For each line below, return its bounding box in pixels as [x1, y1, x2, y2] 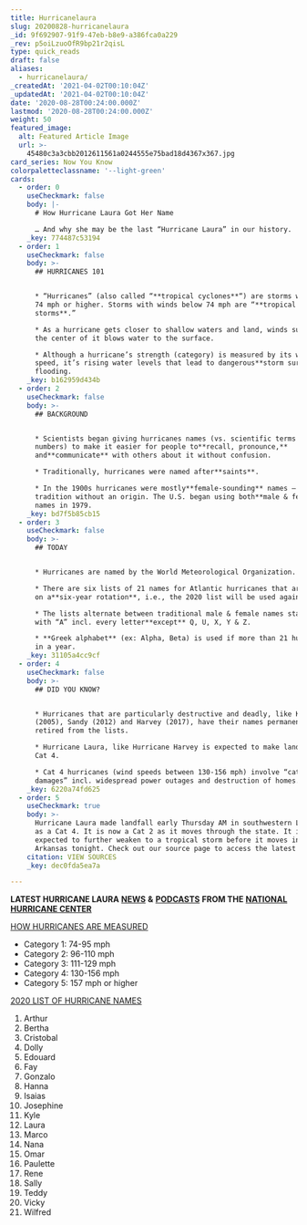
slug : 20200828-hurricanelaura [10, 22, 129, 31]
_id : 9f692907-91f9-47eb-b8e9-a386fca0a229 [10, 30, 179, 39]
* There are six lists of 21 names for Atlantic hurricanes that [34, 584, 288, 593]
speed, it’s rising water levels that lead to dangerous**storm [34, 358, 284, 368]
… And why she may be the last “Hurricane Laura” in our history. [34, 224, 292, 234]
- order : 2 [18, 384, 60, 393]
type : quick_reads [10, 47, 80, 57]
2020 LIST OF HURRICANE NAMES [10, 995, 142, 1006]
